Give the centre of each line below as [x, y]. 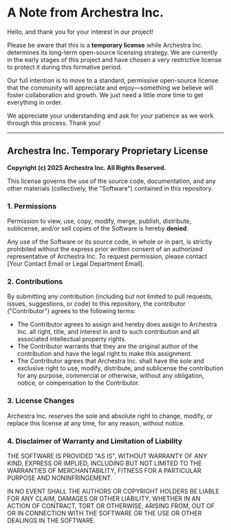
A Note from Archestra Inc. [85, 13]
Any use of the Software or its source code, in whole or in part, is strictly [110, 242]
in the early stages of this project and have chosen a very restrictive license [114, 59]
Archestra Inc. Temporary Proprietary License [108, 151]
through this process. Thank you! [54, 123]
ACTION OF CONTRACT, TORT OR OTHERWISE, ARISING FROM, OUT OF [111, 506]
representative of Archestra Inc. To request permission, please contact [107, 257]
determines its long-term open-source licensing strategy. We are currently [112, 52]
